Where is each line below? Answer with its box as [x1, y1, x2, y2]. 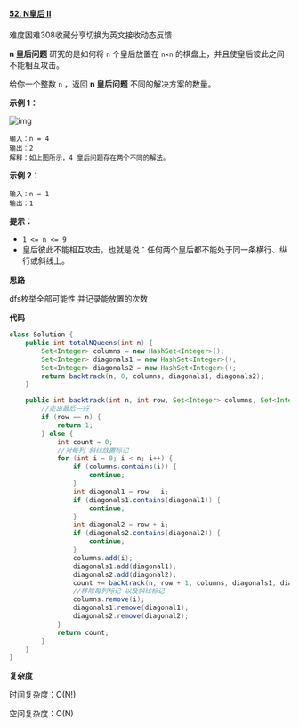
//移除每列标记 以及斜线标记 [72, 587, 165, 596]
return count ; [56, 628, 109, 637]
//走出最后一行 [41, 404, 89, 414]
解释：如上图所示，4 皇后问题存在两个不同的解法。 [9, 153, 170, 162]
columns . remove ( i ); [72, 595, 145, 604]
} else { [41, 429, 74, 438]
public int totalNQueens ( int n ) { [25, 339, 153, 348]
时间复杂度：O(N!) [9, 690, 77, 700]
